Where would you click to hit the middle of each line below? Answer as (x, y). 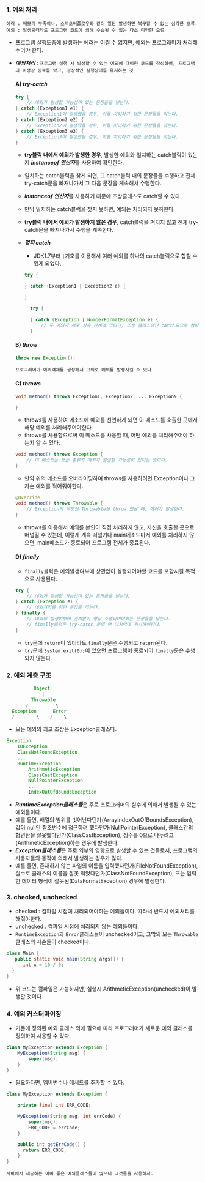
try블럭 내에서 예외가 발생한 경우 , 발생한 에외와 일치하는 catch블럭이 (105, 155)
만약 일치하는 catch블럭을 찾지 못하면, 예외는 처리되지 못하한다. (99, 209)
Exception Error (39, 711)
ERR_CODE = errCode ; (54, 1128)
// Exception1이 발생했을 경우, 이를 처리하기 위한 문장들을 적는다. (103, 114)
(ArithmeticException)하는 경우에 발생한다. (67, 843)
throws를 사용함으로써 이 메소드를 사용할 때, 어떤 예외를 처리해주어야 (106, 435)
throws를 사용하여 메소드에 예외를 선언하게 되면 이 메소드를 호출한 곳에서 (111, 420)
